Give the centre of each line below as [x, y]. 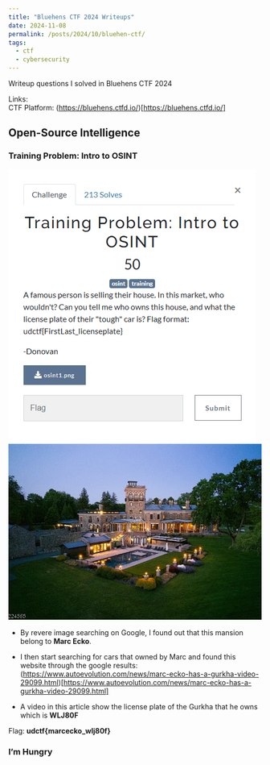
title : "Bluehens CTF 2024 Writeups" [72, 17]
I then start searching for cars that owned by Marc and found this [128, 656]
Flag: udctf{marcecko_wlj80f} [59, 730]
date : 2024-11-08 [37, 25]
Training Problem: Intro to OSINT [73, 156]
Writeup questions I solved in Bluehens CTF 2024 [90, 83]
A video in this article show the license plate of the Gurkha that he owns [139, 706]
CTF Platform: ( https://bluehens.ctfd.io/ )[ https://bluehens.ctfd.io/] [117, 108]
